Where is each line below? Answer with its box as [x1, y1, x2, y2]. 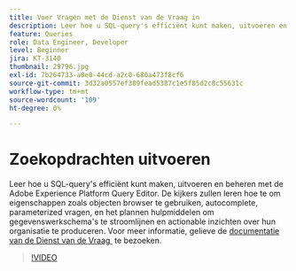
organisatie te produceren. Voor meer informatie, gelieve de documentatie [9, 226, 280, 236]
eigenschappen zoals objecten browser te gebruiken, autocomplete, [9, 197, 259, 208]
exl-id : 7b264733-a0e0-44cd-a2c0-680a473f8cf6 [9, 71, 184, 80]
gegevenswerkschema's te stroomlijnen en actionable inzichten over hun [9, 216, 277, 227]
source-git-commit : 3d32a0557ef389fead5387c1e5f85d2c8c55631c [9, 79, 244, 88]
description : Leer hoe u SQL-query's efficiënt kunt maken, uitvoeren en [9, 21, 288, 30]
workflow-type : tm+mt [9, 87, 90, 96]
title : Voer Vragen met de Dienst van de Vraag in [9, 12, 200, 22]
